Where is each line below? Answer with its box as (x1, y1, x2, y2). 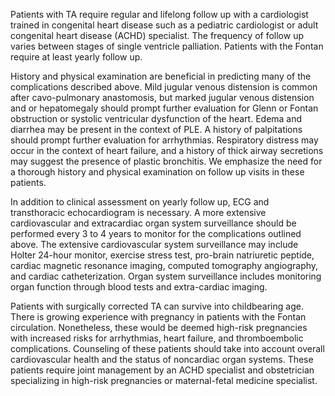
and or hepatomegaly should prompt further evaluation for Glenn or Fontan (10, 102, 319, 114)
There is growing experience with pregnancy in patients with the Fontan (10, 311, 307, 323)
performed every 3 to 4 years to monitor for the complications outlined (10, 228, 302, 239)
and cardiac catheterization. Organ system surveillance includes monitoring (10, 270, 322, 282)
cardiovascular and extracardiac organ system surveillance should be (10, 217, 297, 229)
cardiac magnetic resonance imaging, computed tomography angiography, (10, 260, 319, 271)
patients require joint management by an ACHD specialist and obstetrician (10, 364, 315, 376)
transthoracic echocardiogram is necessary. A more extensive (10, 207, 267, 218)
